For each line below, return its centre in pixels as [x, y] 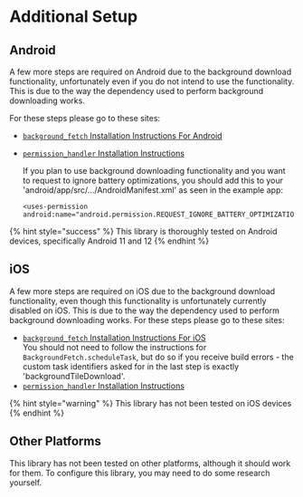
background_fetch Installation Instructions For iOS [114, 338]
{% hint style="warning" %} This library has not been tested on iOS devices [151, 403]
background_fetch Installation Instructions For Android [123, 136]
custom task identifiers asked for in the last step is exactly [131, 366]
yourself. [26, 483]
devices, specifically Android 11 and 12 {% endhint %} [109, 241]
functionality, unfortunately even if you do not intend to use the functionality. [152, 81]
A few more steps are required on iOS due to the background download [142, 291]
